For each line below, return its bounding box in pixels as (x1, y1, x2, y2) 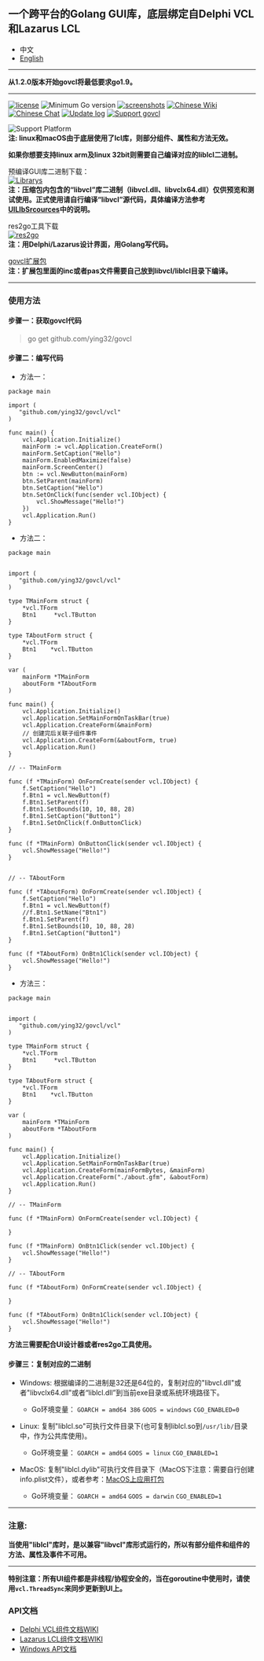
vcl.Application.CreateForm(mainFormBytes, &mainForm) (22, 1167, 206, 1175)
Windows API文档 (19, 1644, 77, 1653)
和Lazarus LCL (8, 22, 81, 35)
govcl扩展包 (8, 256, 47, 265)
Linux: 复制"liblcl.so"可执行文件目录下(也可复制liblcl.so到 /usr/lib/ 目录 (19, 1422, 248, 1431)
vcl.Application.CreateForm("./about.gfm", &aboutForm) (22, 1174, 210, 1182)
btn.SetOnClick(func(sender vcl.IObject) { (22, 491, 167, 499)
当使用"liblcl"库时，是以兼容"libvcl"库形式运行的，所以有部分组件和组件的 (8, 1540, 250, 1549)
